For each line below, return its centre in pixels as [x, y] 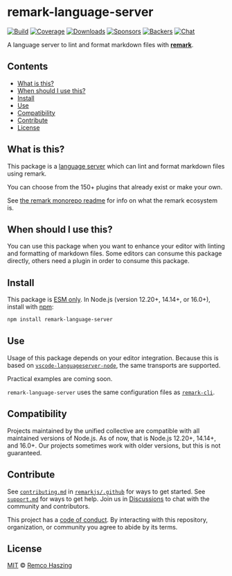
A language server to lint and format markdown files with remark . [100, 44]
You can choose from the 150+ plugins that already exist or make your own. [115, 187]
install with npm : [30, 307]
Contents [28, 67]
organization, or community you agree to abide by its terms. [92, 527]
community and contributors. [48, 506]
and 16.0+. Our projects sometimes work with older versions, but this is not [114, 446]
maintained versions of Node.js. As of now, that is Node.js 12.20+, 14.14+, [112, 438]
